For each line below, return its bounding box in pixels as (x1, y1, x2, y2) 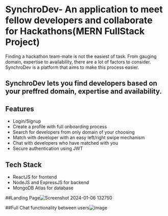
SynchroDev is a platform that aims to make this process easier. (5, 64, 139, 70)
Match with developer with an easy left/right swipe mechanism (12, 134, 145, 141)
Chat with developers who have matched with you (12, 140, 118, 146)
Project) (5, 36, 40, 48)
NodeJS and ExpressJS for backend (12, 179, 89, 185)
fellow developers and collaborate (5, 14, 153, 26)
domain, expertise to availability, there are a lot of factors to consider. (5, 58, 151, 65)
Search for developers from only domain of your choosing (12, 129, 135, 135)
